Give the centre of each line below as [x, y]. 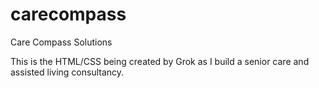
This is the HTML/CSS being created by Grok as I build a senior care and [160, 61]
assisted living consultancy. [67, 72]
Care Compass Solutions [61, 42]
